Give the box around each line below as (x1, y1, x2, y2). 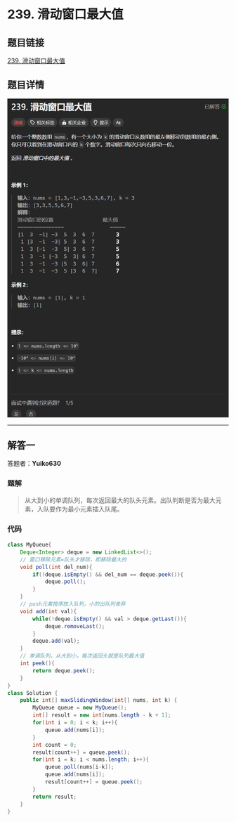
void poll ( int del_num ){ (20, 563, 93, 570)
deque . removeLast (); (44, 622, 105, 629)
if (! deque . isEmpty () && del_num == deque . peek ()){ (32, 570, 184, 578)
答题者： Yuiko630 (7, 459, 62, 468)
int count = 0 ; (32, 741, 77, 748)
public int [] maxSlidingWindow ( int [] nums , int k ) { (20, 697, 178, 704)
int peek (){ (20, 660, 55, 667)
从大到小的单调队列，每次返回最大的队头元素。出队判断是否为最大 (24, 496, 216, 504)
